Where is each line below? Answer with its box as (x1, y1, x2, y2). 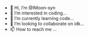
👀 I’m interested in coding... (10, 10, 67, 16)
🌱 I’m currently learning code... (10, 15, 74, 21)
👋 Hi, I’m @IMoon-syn (10, 5, 55, 10)
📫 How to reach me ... (10, 26, 57, 32)
